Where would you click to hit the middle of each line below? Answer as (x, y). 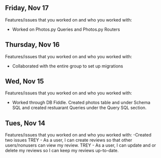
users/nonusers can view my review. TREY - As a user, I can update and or (80, 145)
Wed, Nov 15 (25, 81)
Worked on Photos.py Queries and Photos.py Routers (66, 29)
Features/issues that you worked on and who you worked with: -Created (78, 135)
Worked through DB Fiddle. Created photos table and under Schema (81, 103)
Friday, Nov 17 (27, 8)
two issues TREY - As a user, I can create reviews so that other (69, 140)
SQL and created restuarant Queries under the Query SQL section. (79, 108)
